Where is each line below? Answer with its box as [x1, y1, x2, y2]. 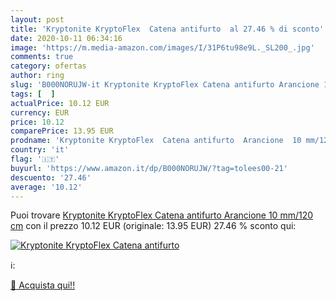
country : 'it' [10, 145, 70, 155]
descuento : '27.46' [10, 172, 92, 183]
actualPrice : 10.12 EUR [10, 98, 110, 108]
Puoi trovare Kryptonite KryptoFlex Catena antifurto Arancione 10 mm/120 [10, 209, 314, 221]
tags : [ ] [10, 89, 56, 99]
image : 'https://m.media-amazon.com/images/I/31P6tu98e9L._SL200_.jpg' [10, 42, 315, 53]
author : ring [10, 71, 65, 81]
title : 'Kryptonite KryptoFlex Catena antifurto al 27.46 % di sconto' [10, 24, 325, 34]
